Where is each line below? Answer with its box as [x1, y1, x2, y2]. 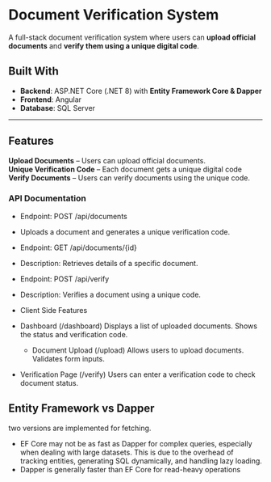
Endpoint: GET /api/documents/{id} [19, 243, 137, 252]
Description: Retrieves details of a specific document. [19, 258, 198, 268]
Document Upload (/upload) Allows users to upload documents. [31, 345, 244, 355]
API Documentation [8, 192, 87, 204]
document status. [19, 378, 79, 387]
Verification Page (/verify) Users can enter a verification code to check [19, 370, 256, 379]
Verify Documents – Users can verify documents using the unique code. [8, 172, 250, 183]
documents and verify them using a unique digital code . [8, 40, 200, 50]
